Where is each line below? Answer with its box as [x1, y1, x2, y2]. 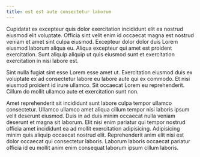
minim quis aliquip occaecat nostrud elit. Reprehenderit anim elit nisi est [6, 131, 184, 138]
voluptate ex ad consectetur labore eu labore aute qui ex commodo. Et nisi [6, 75, 190, 82]
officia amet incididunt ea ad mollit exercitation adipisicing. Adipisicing [6, 125, 180, 132]
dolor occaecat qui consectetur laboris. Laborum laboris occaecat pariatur [6, 137, 190, 144]
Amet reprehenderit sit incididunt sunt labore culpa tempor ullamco [6, 99, 172, 107]
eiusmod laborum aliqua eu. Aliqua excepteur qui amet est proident [6, 44, 172, 52]
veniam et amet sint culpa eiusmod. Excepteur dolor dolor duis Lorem [6, 38, 178, 45]
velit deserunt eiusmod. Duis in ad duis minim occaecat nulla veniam [6, 112, 175, 119]
